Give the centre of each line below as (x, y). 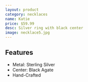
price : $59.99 (20, 23)
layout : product (22, 10)
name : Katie (17, 19)
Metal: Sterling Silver (34, 64)
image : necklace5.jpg (28, 33)
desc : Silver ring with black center (44, 28)
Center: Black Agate (33, 70)
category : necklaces (27, 14)
